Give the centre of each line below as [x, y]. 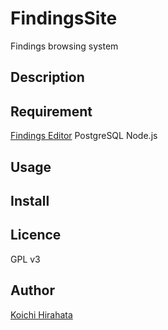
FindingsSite [64, 18]
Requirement [51, 111]
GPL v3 [25, 259]
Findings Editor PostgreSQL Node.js [84, 136]
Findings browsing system [64, 46]
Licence [36, 235]
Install [30, 200]
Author [32, 290]
